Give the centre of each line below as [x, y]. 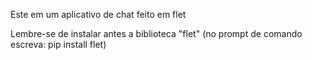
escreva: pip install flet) [58, 44]
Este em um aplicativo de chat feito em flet [98, 14]
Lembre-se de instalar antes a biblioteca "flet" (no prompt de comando [156, 33]
